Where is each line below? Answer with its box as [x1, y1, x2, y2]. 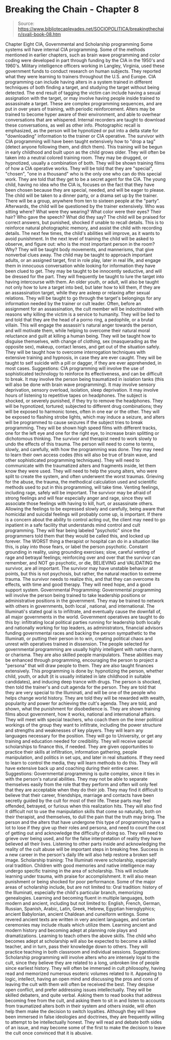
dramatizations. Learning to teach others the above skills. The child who [5, 932, 156, 939]
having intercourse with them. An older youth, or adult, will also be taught [5, 279, 159, 285]
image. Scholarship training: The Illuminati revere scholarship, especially [5, 857, 157, 863]
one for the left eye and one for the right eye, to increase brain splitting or [5, 430, 159, 436]
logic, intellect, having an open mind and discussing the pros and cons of [5, 975, 159, 982]
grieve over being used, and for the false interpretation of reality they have [5, 835, 162, 841]
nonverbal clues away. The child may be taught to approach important [5, 252, 153, 258]
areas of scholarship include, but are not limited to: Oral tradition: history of [5, 884, 163, 890]
